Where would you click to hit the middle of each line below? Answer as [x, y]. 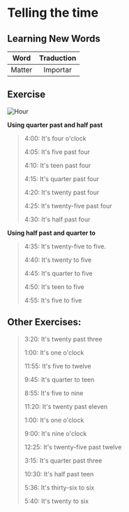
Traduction [58, 58]
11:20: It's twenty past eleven [66, 406]
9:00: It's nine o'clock [55, 433]
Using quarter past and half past [55, 125]
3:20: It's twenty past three [63, 339]
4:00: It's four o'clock [55, 138]
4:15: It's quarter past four [62, 178]
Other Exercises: [44, 322]
